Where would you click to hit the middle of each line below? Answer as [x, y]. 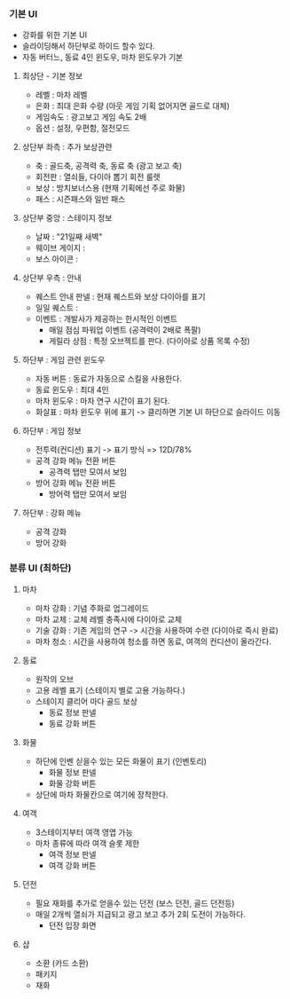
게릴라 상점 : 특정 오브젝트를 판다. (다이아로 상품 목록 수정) [149, 341]
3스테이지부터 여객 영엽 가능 [84, 832]
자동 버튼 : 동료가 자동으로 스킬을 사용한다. [109, 379]
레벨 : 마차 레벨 [61, 95]
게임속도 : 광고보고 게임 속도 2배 [91, 117]
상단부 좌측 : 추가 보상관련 [67, 147]
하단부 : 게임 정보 [51, 431]
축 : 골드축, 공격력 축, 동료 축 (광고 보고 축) [109, 166]
